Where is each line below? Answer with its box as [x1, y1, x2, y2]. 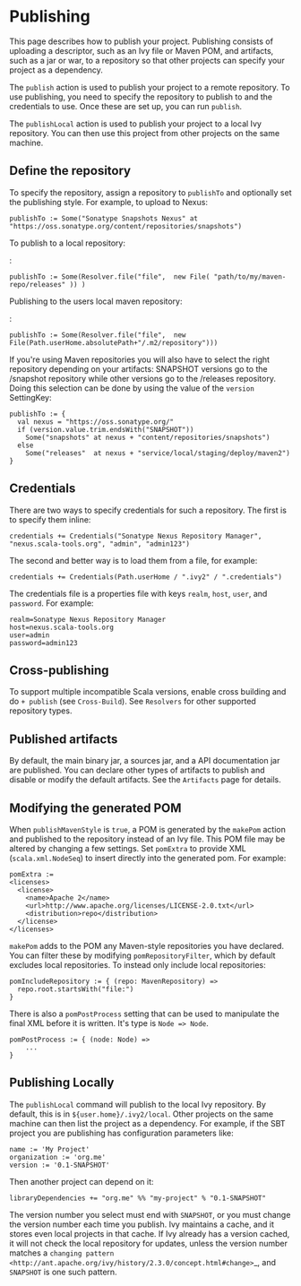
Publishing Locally [9, 1075, 115, 1091]
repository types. [9, 705, 73, 716]
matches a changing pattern [9, 1247, 115, 1258]
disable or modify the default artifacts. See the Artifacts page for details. [9, 774, 281, 785]
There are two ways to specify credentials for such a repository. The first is [9, 505, 287, 515]
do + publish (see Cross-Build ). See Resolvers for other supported [9, 696, 257, 707]
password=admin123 [9, 638, 78, 647]
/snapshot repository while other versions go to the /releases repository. [9, 373, 276, 384]
